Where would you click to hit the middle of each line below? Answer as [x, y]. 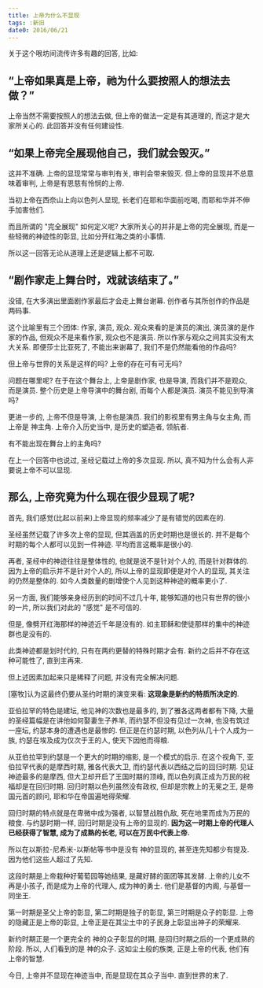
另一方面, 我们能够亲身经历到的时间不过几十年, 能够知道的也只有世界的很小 [129, 597]
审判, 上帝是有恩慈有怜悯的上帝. [73, 183]
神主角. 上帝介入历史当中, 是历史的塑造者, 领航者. [110, 427]
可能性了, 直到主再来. [49, 660]
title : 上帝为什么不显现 [44, 15]
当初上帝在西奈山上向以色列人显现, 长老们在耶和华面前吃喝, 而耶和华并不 [126, 200]
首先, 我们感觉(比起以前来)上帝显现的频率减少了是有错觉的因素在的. [117, 517]
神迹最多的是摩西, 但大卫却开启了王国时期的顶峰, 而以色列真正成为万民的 [126, 776]
